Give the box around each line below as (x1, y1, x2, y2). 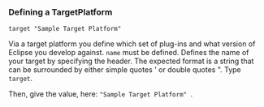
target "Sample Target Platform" (8, 25, 122, 33)
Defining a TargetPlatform (8, 6, 113, 18)
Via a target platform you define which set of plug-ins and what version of (8, 39, 256, 49)
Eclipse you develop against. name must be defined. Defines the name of (8, 48, 249, 58)
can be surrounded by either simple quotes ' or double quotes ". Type (8, 65, 241, 75)
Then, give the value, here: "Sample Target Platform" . (8, 89, 193, 99)
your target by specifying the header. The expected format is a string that (8, 56, 254, 66)
